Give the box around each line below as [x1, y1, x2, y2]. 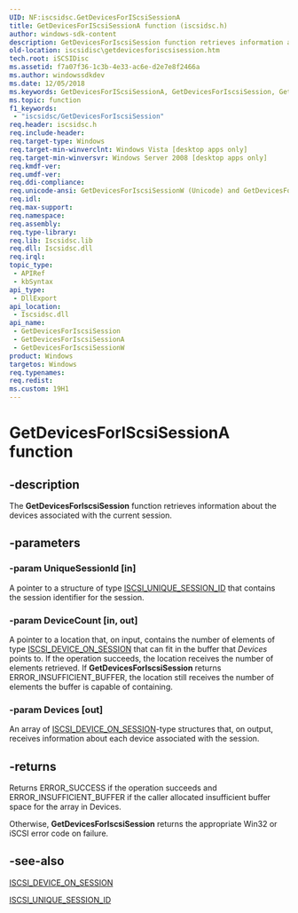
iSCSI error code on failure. [9, 828, 109, 839]
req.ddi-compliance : [9, 179, 86, 187]
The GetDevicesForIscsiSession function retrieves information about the [9, 501, 277, 511]
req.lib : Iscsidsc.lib [9, 236, 93, 245]
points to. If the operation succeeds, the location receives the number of [9, 653, 274, 663]
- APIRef [12, 269, 46, 278]
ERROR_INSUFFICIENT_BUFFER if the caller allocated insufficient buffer [9, 792, 271, 803]
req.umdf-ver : [9, 170, 62, 179]
